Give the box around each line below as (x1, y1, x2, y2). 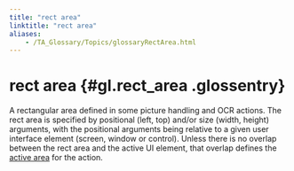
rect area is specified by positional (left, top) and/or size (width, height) (9, 114, 269, 125)
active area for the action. (9, 152, 104, 163)
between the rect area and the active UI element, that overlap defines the (9, 143, 277, 153)
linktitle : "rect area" (9, 21, 98, 30)
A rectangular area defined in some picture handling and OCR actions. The (9, 105, 282, 116)
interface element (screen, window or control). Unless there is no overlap (9, 134, 277, 144)
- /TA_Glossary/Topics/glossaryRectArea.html (25, 37, 197, 47)
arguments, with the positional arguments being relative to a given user (9, 124, 269, 135)
